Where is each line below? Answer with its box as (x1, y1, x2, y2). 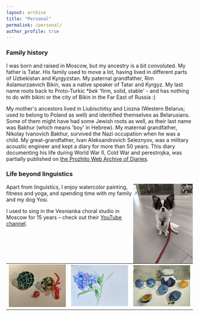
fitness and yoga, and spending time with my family (6, 189, 132, 196)
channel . (6, 220, 28, 227)
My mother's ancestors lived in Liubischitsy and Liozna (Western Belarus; (6, 105, 185, 112)
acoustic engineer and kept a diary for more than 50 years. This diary (6, 143, 175, 150)
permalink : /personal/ (6, 22, 62, 28)
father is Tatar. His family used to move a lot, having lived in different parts (6, 68, 188, 75)
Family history (6, 49, 49, 57)
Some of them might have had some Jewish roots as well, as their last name (6, 117, 191, 124)
